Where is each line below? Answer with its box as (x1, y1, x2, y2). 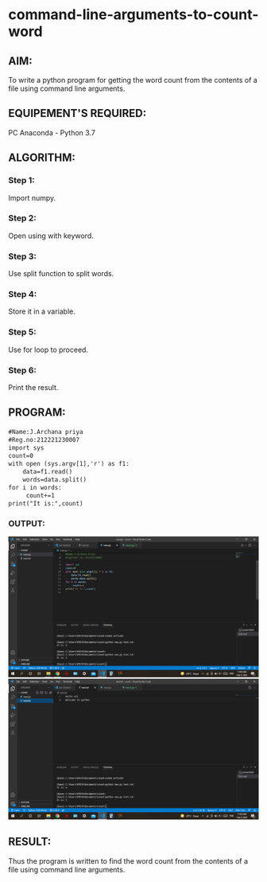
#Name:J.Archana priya (8, 427, 83, 435)
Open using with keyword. (8, 231, 94, 240)
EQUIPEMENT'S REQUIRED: (8, 107, 147, 120)
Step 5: (8, 326, 37, 338)
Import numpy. (8, 193, 56, 202)
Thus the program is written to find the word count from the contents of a (8, 856, 249, 865)
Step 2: (8, 213, 37, 224)
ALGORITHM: (8, 151, 75, 165)
